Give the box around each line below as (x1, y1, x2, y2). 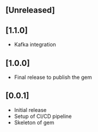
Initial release (14, 106, 47, 113)
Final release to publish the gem (14, 74, 92, 81)
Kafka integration (14, 41, 57, 48)
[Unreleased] (5, 5, 55, 15)
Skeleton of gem (14, 118, 54, 126)
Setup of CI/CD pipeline (14, 113, 72, 120)
